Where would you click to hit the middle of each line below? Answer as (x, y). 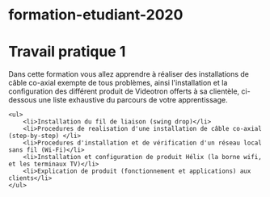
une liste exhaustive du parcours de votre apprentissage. (133, 100)
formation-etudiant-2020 (96, 15)
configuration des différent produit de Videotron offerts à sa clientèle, (124, 91)
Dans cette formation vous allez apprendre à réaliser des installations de (129, 74)
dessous (23, 100)
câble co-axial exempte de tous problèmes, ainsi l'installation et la (118, 83)
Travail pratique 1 (67, 52)
